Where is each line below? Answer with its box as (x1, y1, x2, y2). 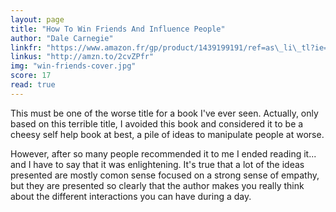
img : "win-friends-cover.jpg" (10, 61, 137, 71)
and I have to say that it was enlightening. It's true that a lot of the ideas (10, 158, 305, 170)
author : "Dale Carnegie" (10, 33, 114, 43)
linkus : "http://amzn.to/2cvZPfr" (10, 52, 155, 62)
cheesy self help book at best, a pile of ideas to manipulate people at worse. (10, 128, 325, 140)
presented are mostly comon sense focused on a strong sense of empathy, (10, 169, 320, 181)
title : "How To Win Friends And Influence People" (10, 24, 226, 34)
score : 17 (10, 71, 52, 81)
